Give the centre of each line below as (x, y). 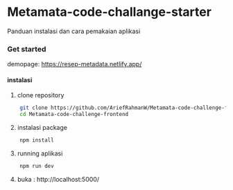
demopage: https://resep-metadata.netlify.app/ (75, 64)
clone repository (41, 95)
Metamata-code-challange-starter (109, 12)
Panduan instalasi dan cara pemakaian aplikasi (74, 31)
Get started (27, 49)
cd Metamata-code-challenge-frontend (74, 115)
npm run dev (37, 167)
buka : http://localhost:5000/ (58, 179)
